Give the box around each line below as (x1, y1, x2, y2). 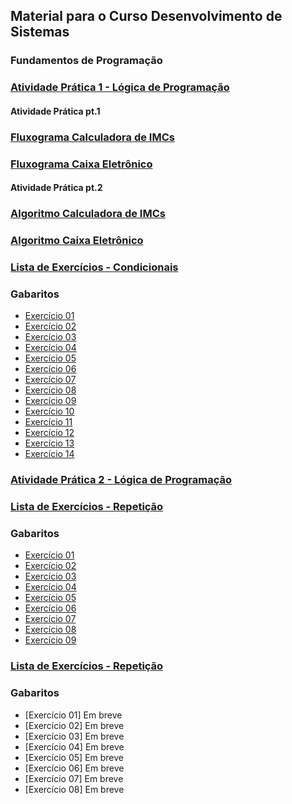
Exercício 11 (24, 416, 73, 428)
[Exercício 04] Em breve (24, 740, 125, 753)
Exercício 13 (24, 437, 75, 449)
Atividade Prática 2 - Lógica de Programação (10, 473, 233, 487)
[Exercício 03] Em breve (24, 730, 125, 742)
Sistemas (10, 24, 70, 41)
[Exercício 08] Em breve (24, 783, 125, 795)
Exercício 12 (24, 427, 75, 439)
